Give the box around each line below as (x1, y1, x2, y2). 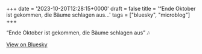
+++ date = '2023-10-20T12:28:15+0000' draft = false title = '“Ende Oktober (6, 5, 196, 12)
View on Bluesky (6, 41, 48, 48)
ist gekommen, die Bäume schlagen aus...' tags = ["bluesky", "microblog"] (6, 11, 191, 18)
